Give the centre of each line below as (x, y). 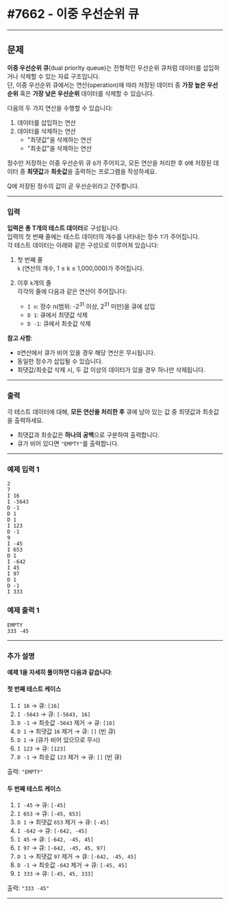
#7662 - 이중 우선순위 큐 (73, 14)
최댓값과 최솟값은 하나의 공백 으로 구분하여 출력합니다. (88, 435)
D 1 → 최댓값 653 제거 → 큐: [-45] (63, 822)
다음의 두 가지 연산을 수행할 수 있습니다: (60, 108)
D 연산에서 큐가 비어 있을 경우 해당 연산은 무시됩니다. (86, 352)
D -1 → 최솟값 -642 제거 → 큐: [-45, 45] (72, 865)
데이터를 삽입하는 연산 (47, 122)
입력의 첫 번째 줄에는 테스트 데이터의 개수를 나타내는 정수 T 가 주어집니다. (103, 236)
